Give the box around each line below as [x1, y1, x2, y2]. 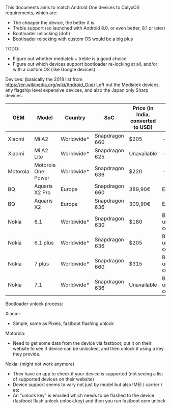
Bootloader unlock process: [5, 301, 64, 307]
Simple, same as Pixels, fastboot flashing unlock [12, 320, 114, 326]
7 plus [34, 260, 49, 267]
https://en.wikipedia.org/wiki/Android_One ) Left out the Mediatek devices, [5, 81, 160, 88]
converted [130, 117, 156, 124]
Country [65, 114, 85, 121]
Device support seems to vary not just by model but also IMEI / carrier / [12, 381, 163, 388]
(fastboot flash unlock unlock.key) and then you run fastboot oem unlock [12, 398, 166, 404]
